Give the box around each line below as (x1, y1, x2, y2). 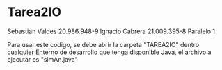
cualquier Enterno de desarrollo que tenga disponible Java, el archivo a (7, 48, 212, 56)
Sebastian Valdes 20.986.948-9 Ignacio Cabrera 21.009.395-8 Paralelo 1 (7, 27, 216, 35)
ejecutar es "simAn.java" (7, 55, 78, 63)
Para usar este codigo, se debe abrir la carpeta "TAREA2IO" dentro (7, 40, 200, 49)
